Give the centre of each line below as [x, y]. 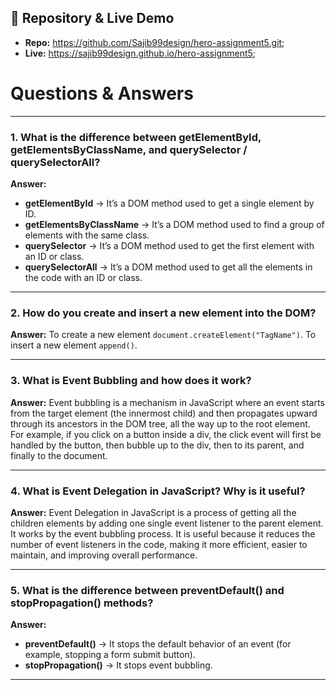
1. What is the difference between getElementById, [136, 137]
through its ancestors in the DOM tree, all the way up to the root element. [160, 423]
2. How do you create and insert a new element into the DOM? [163, 313]
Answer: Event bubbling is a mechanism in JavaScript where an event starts [167, 402]
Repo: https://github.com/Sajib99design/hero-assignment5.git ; [154, 42]
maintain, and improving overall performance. [104, 555]
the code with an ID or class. [83, 278]
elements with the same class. [87, 235]
